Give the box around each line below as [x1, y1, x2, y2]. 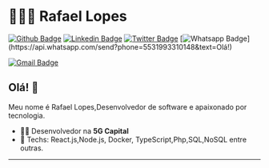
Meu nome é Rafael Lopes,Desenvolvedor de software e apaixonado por [8, 102, 247, 111]
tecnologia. [8, 110, 46, 120]
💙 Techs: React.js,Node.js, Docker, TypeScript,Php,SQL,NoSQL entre [19, 134, 247, 144]
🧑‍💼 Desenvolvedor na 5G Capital [19, 126, 130, 135]
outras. [19, 143, 44, 153]
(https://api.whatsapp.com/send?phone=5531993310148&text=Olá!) [8, 42, 232, 51]
